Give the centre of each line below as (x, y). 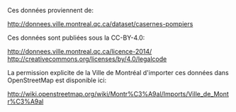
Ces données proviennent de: (51, 10)
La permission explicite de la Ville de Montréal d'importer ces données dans (118, 73)
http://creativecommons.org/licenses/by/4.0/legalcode (87, 59)
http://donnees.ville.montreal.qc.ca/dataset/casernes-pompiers (100, 24)
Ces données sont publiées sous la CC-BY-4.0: (76, 38)
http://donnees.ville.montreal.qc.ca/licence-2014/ (80, 51)
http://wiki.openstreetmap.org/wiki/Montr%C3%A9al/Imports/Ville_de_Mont (118, 94)
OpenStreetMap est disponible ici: (57, 80)
